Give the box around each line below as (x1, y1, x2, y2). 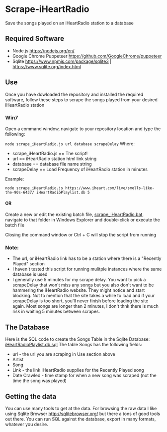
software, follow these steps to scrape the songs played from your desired (5, 96, 158, 103)
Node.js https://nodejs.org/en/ (12, 47, 75, 53)
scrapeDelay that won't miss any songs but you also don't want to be (12, 282, 154, 288)
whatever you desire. (5, 421, 48, 427)
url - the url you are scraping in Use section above (12, 351, 115, 357)
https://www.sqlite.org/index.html (12, 63, 81, 69)
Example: (5, 176, 24, 182)
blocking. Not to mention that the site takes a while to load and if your (12, 293, 155, 299)
